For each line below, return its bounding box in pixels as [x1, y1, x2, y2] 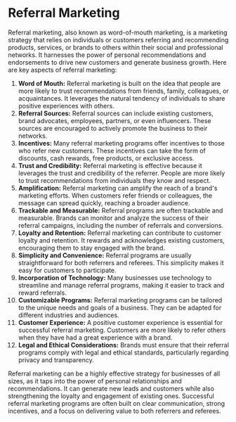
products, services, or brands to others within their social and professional [8, 43, 223, 51]
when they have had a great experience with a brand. [18, 333, 173, 342]
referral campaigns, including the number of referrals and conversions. [18, 221, 224, 229]
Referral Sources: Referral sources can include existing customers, [18, 109, 214, 117]
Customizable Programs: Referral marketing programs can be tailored [18, 295, 223, 304]
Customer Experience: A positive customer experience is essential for [18, 318, 223, 326]
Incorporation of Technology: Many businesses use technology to [18, 273, 212, 282]
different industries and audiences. [18, 311, 119, 319]
